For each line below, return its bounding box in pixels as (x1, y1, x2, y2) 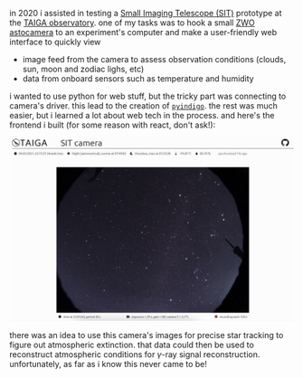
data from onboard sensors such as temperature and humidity (22, 73, 255, 84)
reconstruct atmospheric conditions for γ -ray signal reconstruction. (9, 348, 260, 360)
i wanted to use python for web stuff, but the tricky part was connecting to (9, 90, 287, 101)
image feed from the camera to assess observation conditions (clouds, (22, 54, 287, 64)
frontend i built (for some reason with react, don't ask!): (9, 119, 216, 130)
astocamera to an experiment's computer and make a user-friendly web (9, 27, 278, 37)
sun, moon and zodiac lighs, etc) (22, 63, 145, 74)
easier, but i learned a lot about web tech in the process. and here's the (9, 110, 275, 120)
